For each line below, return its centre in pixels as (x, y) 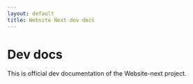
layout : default (31, 14)
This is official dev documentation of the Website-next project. (97, 74)
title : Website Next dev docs (51, 20)
